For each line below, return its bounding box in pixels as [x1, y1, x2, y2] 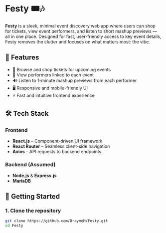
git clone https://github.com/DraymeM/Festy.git [5, 219, 108, 224]
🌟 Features [5, 53, 39, 62]
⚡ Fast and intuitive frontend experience [12, 92, 95, 98]
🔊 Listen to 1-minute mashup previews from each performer [12, 77, 137, 83]
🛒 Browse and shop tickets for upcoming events [12, 66, 111, 72]
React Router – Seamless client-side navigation [12, 143, 110, 149]
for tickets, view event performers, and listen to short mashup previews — [5, 28, 158, 34]
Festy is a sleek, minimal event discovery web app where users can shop [5, 22, 156, 29]
